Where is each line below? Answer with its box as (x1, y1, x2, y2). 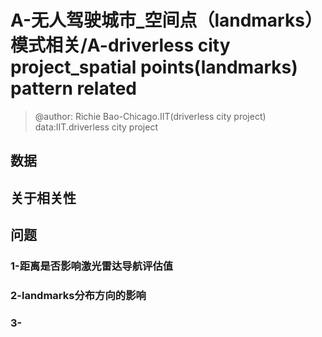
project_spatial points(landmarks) (10, 56, 298, 79)
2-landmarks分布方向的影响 (10, 288, 147, 302)
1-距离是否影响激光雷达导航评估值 (10, 259, 174, 273)
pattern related (10, 77, 138, 100)
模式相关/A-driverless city (10, 34, 231, 57)
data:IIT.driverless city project (34, 121, 158, 133)
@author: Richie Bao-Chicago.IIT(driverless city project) (34, 110, 267, 122)
